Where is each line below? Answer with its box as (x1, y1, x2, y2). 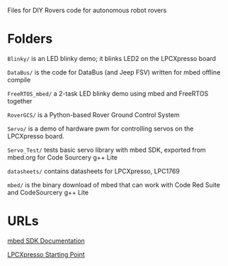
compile (7, 75, 31, 84)
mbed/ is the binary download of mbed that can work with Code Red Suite (7, 180, 221, 189)
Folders (7, 31, 53, 47)
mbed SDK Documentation (7, 236, 85, 245)
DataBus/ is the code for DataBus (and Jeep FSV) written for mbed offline (7, 67, 221, 77)
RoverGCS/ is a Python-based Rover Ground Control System (7, 110, 180, 119)
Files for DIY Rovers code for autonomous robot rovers (7, 6, 167, 14)
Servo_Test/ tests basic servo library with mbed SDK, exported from (7, 145, 207, 154)
